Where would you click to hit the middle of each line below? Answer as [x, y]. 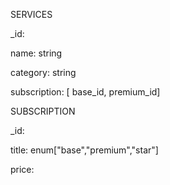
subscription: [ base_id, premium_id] [85, 92]
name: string [36, 53]
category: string [43, 72]
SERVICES [31, 14]
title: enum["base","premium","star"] [84, 150]
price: [22, 169]
